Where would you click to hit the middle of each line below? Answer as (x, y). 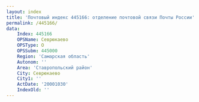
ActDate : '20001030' (43, 85)
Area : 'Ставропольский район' (55, 67)
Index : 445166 (35, 34)
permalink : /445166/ (32, 23)
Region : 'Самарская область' (54, 56)
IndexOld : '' (33, 90)
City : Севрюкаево (39, 73)
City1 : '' (29, 79)
